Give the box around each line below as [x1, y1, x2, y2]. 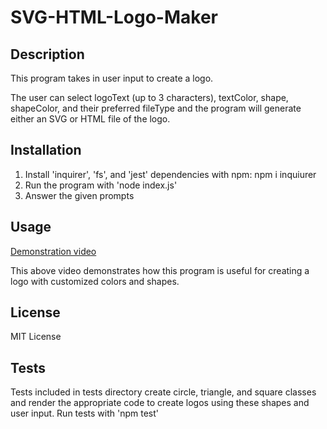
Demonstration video [10, 245, 97, 257]
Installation [10, 142, 82, 159]
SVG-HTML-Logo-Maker [10, 6, 218, 29]
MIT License [10, 331, 62, 343]
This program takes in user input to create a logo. [10, 72, 214, 84]
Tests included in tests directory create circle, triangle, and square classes [10, 386, 317, 398]
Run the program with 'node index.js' [24, 179, 178, 191]
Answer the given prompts [24, 189, 135, 201]
